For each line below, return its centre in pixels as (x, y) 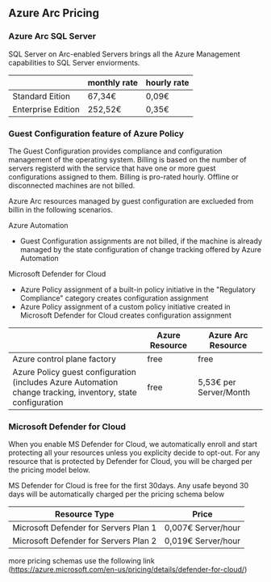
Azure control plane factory (65, 359)
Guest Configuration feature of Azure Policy (96, 133)
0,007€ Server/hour (202, 528)
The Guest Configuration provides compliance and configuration (116, 151)
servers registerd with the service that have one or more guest (112, 168)
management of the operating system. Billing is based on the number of (127, 159)
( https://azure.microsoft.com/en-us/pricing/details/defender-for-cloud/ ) (128, 570)
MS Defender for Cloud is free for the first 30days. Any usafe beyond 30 (129, 486)
